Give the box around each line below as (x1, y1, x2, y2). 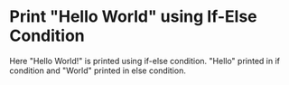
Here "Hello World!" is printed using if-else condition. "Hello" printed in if (9, 55, 280, 66)
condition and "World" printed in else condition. (9, 65, 187, 76)
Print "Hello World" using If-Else (9, 6, 257, 27)
